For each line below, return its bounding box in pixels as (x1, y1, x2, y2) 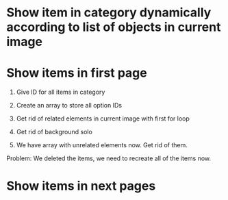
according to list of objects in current (6, 19, 221, 35)
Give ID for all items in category (16, 88, 105, 97)
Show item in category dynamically (6, 5, 212, 21)
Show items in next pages (6, 178, 156, 194)
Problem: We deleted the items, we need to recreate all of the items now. (6, 154, 212, 162)
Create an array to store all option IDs (16, 101, 123, 110)
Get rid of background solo (16, 128, 93, 136)
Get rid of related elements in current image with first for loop (16, 114, 190, 123)
